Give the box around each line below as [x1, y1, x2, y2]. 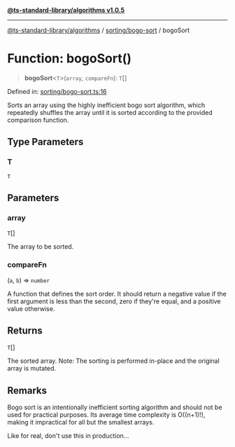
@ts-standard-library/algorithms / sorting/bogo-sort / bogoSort [7, 26, 190, 34]
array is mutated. [7, 364, 57, 373]
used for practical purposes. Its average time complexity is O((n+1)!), [7, 411, 206, 419]
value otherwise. [7, 304, 55, 312]
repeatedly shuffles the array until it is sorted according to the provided [7, 108, 213, 116]
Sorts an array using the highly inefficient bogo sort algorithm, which [7, 101, 205, 109]
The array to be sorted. [7, 242, 74, 251]
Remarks [7, 385, 48, 397]
